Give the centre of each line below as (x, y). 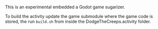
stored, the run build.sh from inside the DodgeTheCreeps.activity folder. (78, 22)
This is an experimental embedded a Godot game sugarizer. (65, 7)
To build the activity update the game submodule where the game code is (79, 16)
